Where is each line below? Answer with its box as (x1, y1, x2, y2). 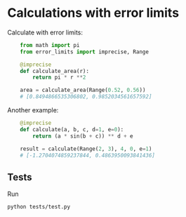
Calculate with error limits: (7, 28, 83, 37)
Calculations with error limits (7, 5, 180, 21)
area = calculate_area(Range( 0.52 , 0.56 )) (20, 86, 146, 94)
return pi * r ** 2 (32, 74, 86, 81)
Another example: (7, 106, 59, 114)
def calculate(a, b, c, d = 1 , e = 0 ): (20, 126, 124, 133)
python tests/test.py (7, 204, 71, 211)
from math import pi (20, 41, 80, 48)
